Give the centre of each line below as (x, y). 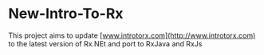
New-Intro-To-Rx (66, 14)
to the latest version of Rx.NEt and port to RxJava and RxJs (105, 43)
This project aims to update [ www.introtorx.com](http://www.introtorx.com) (132, 35)
